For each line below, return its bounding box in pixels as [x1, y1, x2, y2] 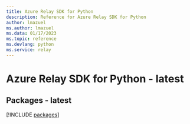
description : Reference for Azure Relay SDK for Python [6, 14, 146, 20]
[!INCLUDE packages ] [6, 111, 60, 118]
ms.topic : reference [6, 36, 57, 42]
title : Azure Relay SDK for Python [6, 8, 94, 15]
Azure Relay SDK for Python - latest [6, 72, 184, 85]
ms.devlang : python [6, 42, 54, 48]
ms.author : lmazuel [6, 25, 54, 31]
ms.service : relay [6, 47, 51, 53]
